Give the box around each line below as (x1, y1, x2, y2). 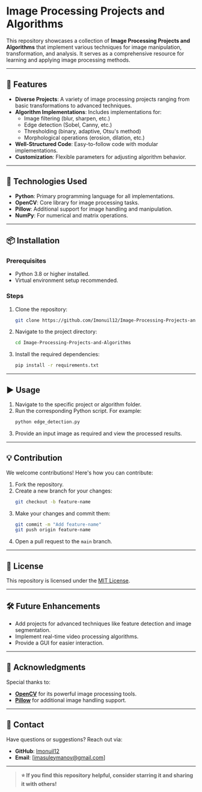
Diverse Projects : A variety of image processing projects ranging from (14, 95, 190, 103)
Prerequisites (6, 257, 46, 265)
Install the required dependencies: (14, 351, 100, 358)
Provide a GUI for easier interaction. (14, 639, 104, 647)
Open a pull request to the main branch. (14, 538, 112, 545)
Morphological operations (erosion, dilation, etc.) (23, 134, 145, 141)
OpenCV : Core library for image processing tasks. (14, 199, 139, 206)
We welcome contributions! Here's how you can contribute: (6, 469, 153, 476)
